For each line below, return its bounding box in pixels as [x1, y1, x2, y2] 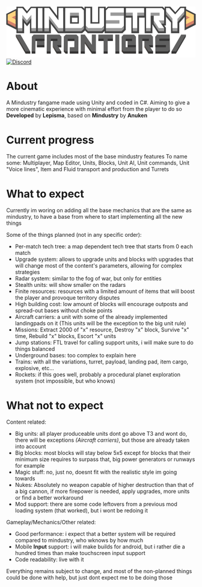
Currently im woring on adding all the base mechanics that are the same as [6, 207, 192, 214]
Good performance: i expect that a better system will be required [14, 530, 176, 538]
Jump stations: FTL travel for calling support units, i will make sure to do [14, 339, 194, 347]
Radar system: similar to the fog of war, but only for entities [14, 275, 162, 282]
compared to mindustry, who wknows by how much [14, 537, 144, 544]
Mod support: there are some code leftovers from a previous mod [14, 501, 177, 508]
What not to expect [6, 398, 104, 412]
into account [14, 443, 46, 450]
